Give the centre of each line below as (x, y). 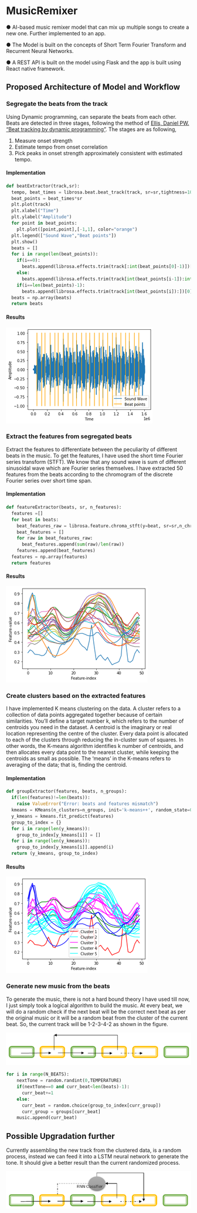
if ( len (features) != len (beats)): (51, 798)
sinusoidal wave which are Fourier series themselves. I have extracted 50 (95, 468)
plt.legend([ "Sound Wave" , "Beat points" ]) (64, 235)
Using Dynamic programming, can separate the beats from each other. (91, 116)
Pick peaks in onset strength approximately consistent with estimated (98, 153)
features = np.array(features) (50, 557)
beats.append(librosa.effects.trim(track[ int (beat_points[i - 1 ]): (103, 279)
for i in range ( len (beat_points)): (55, 254)
